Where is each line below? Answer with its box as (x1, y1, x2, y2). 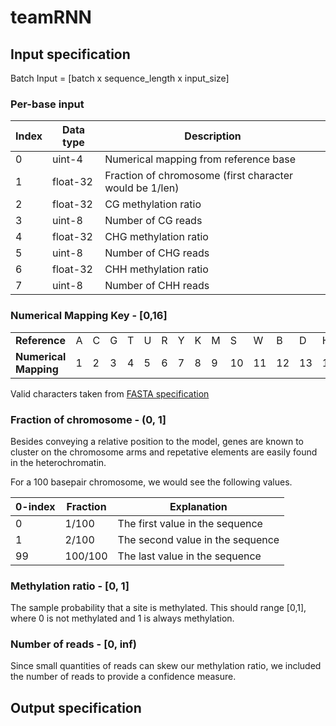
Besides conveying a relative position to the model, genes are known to (10, 435, 304, 447)
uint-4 (52, 152, 83, 166)
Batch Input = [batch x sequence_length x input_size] (10, 72, 230, 84)
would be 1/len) (104, 181, 180, 195)
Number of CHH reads (104, 279, 210, 293)
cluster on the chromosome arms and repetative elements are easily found (10, 446, 318, 458)
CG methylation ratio (104, 197, 202, 211)
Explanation (169, 499, 228, 513)
